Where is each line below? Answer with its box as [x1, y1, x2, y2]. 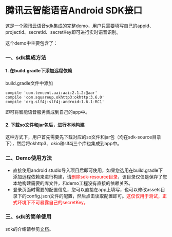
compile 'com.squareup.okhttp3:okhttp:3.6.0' [5, 95, 104, 100]
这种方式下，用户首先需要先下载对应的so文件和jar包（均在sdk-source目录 [5, 134, 162, 140]
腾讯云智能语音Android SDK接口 [5, 5, 143, 16]
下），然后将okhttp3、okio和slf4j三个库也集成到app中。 [5, 141, 122, 147]
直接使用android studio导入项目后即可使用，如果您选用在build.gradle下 [12, 167, 163, 173]
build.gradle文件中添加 [5, 80, 53, 86]
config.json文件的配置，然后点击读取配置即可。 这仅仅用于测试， [26, 193, 163, 199]
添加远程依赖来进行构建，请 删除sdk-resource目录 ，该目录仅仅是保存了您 [12, 173, 167, 180]
